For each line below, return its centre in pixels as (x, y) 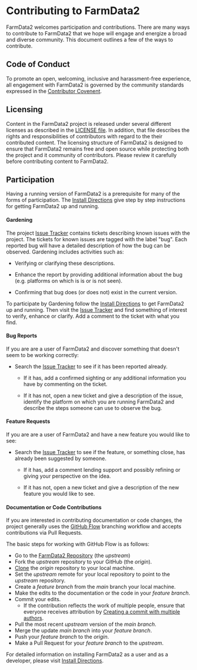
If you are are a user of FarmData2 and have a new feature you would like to (98, 434)
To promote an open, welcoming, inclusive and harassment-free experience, (98, 78)
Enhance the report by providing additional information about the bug (98, 274)
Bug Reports (21, 336)
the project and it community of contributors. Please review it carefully (91, 155)
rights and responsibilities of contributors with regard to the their (84, 136)
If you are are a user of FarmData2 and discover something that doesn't (93, 349)
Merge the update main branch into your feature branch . (83, 631)
